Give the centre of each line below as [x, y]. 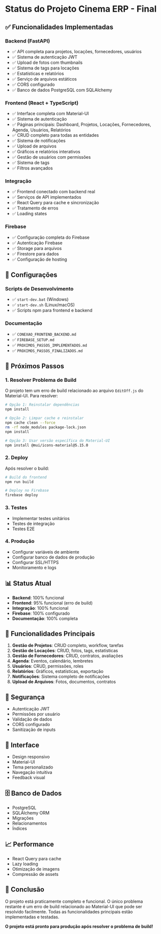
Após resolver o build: [27, 468]
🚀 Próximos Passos [35, 366]
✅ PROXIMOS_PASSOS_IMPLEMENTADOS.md [50, 345]
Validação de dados [32, 719]
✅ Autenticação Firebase [37, 243]
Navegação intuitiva [32, 772]
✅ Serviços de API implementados [47, 197]
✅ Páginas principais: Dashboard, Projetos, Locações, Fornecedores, [81, 125]
